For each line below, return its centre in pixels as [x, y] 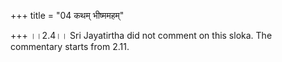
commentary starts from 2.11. [70, 46]
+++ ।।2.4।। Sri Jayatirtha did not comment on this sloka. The [141, 35]
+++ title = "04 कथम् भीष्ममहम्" [67, 15]
